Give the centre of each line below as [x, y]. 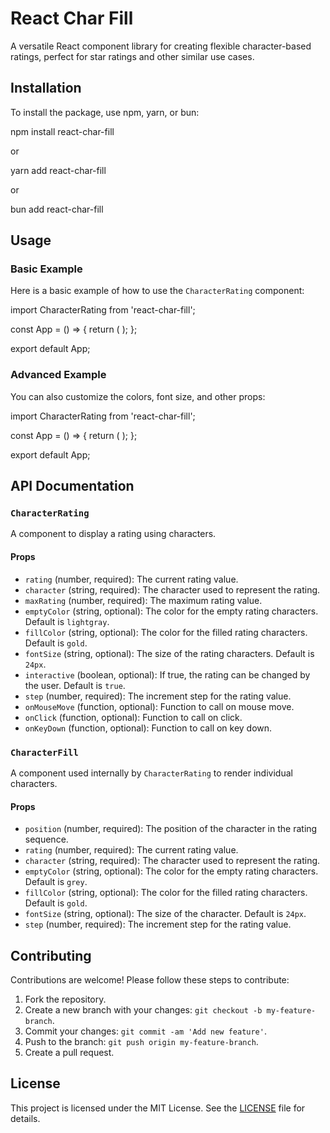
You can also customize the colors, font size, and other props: [138, 396]
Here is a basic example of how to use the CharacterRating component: [157, 291]
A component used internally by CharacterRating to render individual [151, 773]
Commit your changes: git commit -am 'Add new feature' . [145, 1031]
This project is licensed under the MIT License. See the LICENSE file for [158, 1108]
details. [25, 1118]
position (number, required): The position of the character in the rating [171, 829]
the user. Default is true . [75, 685]
